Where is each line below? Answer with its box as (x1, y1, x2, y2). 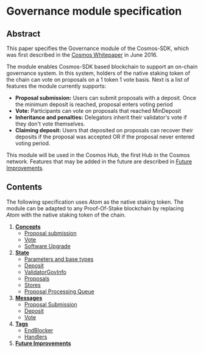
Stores (24, 281, 41, 288)
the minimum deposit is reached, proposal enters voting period (15, 101, 174, 108)
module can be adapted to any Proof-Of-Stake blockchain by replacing (6, 204, 185, 212)
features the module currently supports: (6, 82, 107, 90)
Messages (15, 294, 43, 301)
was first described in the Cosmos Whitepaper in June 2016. (6, 51, 158, 59)
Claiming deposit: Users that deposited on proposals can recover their (15, 127, 194, 134)
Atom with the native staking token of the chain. (6, 211, 126, 218)
